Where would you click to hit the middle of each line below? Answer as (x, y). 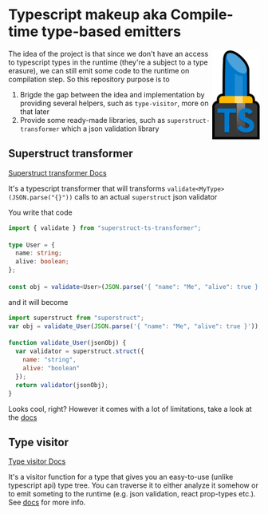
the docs (23, 417)
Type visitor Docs (37, 461)
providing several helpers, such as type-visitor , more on (114, 103)
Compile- (202, 15)
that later (35, 111)
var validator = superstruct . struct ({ (80, 352)
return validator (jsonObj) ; (62, 385)
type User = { (32, 245)
